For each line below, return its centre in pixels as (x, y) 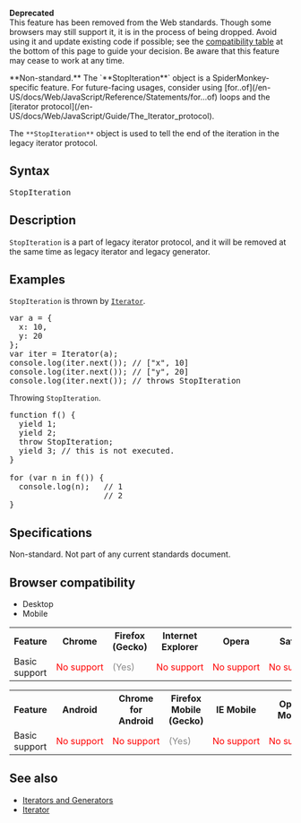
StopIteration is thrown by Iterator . (77, 301)
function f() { (43, 415)
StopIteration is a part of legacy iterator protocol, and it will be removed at (148, 242)
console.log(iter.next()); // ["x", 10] (99, 363)
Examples (37, 280)
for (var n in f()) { (57, 478)
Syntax (30, 171)
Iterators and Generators (68, 800)
